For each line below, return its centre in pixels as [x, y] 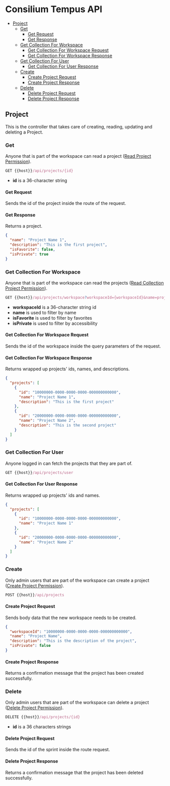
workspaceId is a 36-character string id [54, 307]
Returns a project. [24, 226]
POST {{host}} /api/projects [35, 595]
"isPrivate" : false [30, 646]
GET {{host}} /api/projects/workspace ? [46, 297]
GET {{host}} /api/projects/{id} [39, 171]
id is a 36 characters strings [42, 727]
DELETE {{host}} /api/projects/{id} [43, 717]
